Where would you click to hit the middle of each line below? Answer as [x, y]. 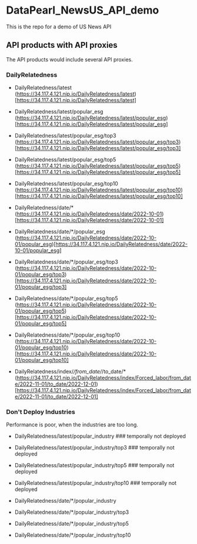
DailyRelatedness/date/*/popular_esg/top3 [66, 262]
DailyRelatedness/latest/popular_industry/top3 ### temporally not [94, 448]
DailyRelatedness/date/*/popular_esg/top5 [66, 298]
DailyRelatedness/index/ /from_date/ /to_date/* [70, 372]
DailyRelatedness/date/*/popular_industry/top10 [73, 535]
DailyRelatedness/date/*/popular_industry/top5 [72, 524]
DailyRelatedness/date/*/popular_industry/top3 [72, 512]
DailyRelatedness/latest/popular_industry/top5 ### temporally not [94, 465]
